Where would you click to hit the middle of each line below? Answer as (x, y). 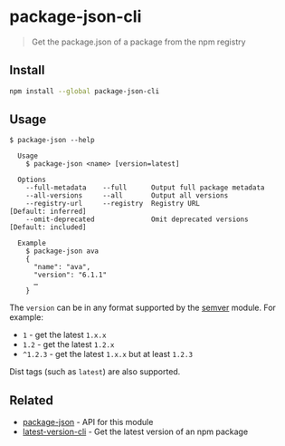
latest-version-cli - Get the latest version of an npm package (135, 431)
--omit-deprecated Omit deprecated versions (137, 219)
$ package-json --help (52, 141)
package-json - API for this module (88, 422)
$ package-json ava (62, 251)
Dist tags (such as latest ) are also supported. (95, 372)
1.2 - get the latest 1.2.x (68, 344)
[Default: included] (48, 228)
